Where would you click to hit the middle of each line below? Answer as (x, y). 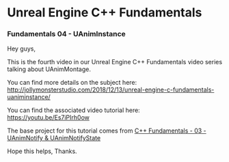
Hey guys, (22, 49)
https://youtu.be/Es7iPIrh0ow (49, 118)
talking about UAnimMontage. (49, 69)
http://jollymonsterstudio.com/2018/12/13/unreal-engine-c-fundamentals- (111, 90)
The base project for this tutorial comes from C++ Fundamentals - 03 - (107, 131)
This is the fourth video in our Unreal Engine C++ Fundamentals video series (115, 62)
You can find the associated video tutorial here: (73, 110)
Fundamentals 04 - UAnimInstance (67, 34)
